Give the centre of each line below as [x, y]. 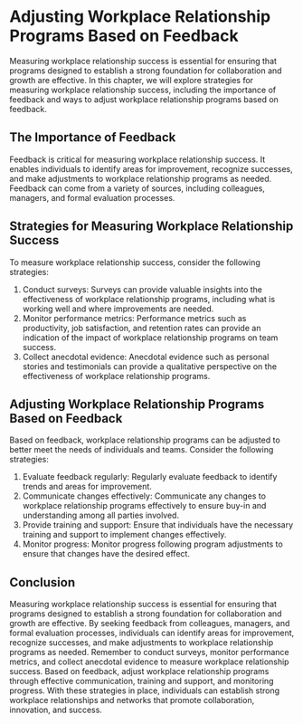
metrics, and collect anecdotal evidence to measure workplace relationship [149, 662]
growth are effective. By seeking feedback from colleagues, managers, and [150, 624]
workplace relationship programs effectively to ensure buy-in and [144, 506]
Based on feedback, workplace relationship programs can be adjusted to [145, 440]
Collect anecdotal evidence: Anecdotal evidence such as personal [146, 357]
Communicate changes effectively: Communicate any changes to [144, 496]
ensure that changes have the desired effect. [106, 554]
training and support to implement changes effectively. [124, 535]
